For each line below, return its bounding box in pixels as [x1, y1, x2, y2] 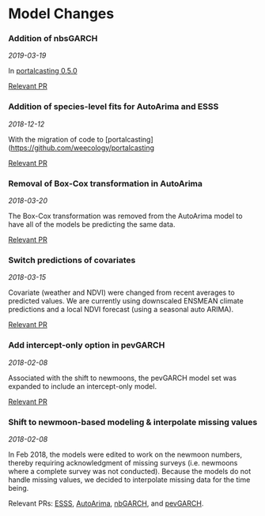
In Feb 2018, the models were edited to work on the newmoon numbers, [8, 450, 243, 459]
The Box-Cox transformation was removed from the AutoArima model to [8, 211, 243, 221]
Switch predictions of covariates [8, 254, 136, 266]
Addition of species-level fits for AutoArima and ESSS [8, 101, 219, 112]
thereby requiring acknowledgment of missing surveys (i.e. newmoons [8, 458, 238, 467]
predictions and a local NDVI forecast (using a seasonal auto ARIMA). [8, 305, 234, 314]
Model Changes [8, 5, 115, 23]
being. [8, 483, 29, 492]
